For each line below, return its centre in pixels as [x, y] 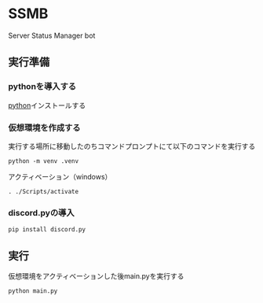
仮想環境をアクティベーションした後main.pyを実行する [96, 276]
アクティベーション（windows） [60, 176]
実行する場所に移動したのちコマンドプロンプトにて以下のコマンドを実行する [132, 146]
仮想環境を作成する [44, 127]
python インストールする [47, 105]
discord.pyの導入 [41, 212]
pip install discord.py [47, 230]
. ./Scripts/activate [44, 191]
